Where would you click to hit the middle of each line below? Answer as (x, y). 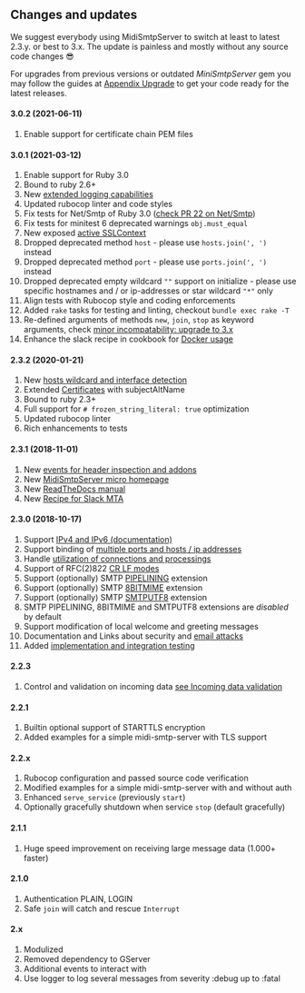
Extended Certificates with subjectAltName (104, 390)
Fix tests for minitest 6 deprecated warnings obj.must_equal (136, 223)
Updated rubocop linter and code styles (98, 204)
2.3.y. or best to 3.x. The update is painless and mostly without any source (149, 46)
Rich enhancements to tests (75, 428)
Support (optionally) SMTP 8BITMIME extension (113, 587)
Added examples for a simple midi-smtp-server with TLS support (145, 737)
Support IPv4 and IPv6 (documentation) (98, 539)
